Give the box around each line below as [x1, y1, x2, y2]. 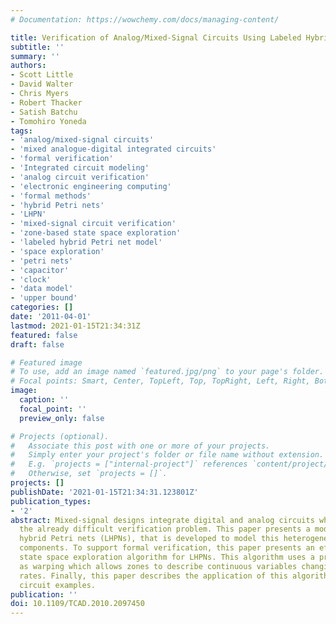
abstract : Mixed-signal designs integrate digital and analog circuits [10, 515, 315, 525]
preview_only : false [19, 413, 105, 423]
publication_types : [10, 496, 92, 506]
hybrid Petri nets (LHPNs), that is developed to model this [19, 534, 280, 544]
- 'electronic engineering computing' [10, 181, 172, 191]
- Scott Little [10, 70, 74, 80]
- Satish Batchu [10, 107, 78, 117]
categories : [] [10, 302, 74, 313]
